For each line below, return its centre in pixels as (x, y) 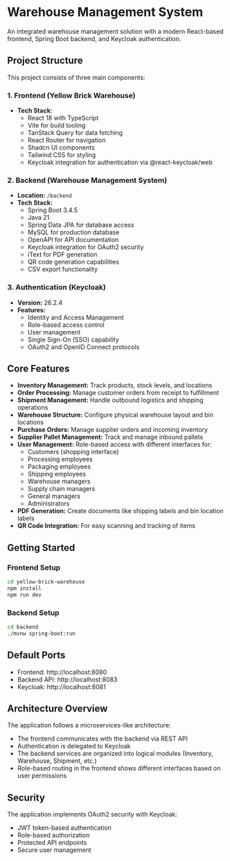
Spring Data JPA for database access (81, 225)
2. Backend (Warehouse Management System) (87, 180)
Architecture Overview (57, 709)
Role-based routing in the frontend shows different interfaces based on (119, 769)
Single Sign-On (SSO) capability (73, 339)
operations (33, 408)
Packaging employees (59, 467)
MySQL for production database (73, 232)
